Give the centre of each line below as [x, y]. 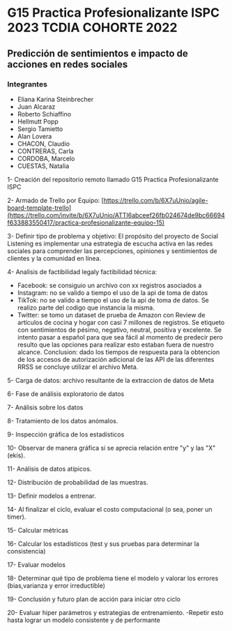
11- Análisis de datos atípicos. [49, 469]
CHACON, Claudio [44, 144]
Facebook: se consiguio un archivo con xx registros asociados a [109, 285]
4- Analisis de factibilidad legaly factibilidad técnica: [82, 272]
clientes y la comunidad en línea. [54, 258]
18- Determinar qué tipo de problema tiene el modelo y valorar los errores [113, 578]
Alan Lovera [34, 136]
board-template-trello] [39, 208]
